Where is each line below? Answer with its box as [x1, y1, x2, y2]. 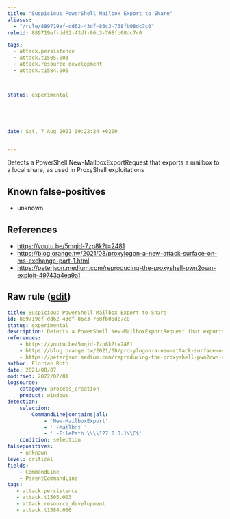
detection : [7, 398, 38, 405]
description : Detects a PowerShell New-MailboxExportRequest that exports [7, 328, 225, 335]
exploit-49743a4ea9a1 [16, 271, 81, 279]
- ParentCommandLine [19, 474, 78, 482]
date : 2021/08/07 [7, 366, 57, 374]
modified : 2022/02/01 [7, 373, 69, 380]
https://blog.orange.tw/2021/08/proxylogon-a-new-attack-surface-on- [16, 250, 218, 257]
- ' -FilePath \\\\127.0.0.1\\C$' [43, 430, 142, 437]
